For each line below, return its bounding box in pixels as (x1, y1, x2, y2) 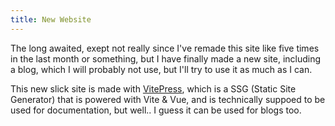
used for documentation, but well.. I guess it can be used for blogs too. (10, 104, 302, 116)
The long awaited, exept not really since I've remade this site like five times (10, 42, 320, 54)
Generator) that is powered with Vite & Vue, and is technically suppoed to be (10, 93, 326, 105)
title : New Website (10, 14, 92, 25)
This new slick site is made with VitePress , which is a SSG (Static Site (10, 82, 297, 95)
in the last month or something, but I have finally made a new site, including (10, 52, 322, 65)
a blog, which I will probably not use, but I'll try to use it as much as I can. (10, 63, 313, 75)
